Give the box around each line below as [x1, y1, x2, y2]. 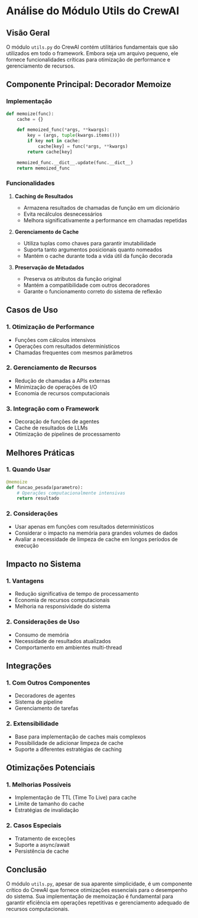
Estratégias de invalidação [14, 807, 79, 814]
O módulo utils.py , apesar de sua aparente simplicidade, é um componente [6, 880, 193, 887]
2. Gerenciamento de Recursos [6, 363, 97, 372]
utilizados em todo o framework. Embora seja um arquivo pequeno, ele [6, 50, 178, 57]
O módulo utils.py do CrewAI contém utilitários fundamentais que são [6, 43, 178, 50]
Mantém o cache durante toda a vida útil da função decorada [23, 252, 173, 259]
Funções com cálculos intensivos [14, 336, 96, 343]
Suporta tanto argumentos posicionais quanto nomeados [23, 246, 163, 253]
